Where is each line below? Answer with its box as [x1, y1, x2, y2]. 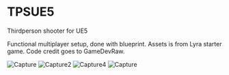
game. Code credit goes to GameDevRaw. [7, 47, 125, 55]
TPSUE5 [7, 4, 55, 20]
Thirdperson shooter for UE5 [7, 27, 88, 35]
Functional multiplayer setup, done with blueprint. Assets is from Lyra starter [7, 40, 222, 48]
